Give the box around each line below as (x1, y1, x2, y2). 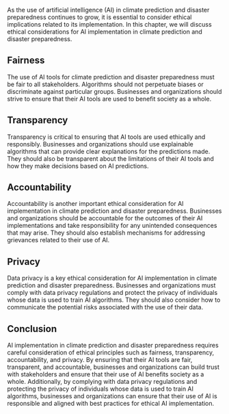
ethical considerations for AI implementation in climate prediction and (7, 27, 203, 36)
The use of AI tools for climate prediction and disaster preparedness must (7, 73, 215, 81)
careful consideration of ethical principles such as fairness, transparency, (7, 348, 214, 357)
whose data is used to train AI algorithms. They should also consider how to (7, 296, 221, 304)
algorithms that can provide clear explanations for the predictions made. (7, 147, 211, 155)
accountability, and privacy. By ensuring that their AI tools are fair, (7, 356, 193, 364)
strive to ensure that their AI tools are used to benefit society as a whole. (7, 94, 212, 103)
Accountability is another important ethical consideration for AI (7, 200, 184, 208)
